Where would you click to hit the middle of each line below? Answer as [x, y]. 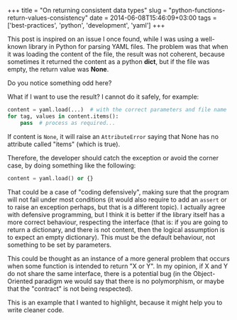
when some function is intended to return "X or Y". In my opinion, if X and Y [118, 266]
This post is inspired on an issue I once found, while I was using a [103, 39]
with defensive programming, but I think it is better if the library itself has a [116, 214]
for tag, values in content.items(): [63, 116]
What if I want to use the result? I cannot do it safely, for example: [103, 96]
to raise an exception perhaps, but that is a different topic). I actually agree [116, 207]
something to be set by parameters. [60, 245]
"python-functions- [197, 10]
